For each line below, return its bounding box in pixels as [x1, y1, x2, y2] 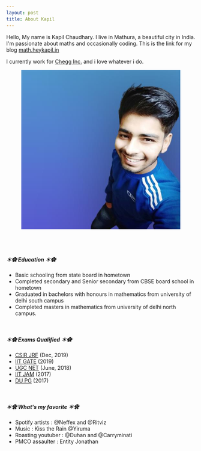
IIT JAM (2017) [14, 370, 52, 378]
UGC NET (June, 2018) [14, 364, 72, 372]
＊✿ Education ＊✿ [6, 256, 56, 263]
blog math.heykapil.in [6, 46, 59, 54]
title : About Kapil [6, 16, 55, 22]
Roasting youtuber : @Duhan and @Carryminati [14, 432, 133, 439]
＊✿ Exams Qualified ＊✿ [6, 336, 72, 343]
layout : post [6, 10, 39, 16]
